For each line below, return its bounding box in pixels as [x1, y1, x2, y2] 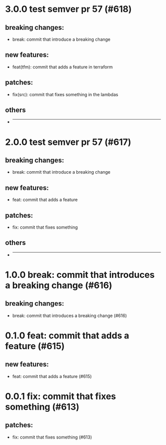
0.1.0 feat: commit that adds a [5, 330, 129, 341]
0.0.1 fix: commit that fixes [5, 391, 116, 402]
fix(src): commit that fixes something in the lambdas [12, 91, 119, 97]
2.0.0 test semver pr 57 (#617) [5, 136, 131, 147]
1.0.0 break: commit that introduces [5, 269, 155, 281]
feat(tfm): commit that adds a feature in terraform [12, 64, 113, 70]
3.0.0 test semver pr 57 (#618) [5, 3, 132, 15]
